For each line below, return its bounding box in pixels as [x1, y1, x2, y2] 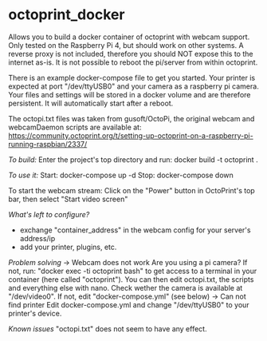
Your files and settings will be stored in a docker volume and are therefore [8, 89, 251, 99]
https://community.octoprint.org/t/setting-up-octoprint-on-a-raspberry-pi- [8, 130, 253, 141]
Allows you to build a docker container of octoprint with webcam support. [8, 32, 250, 42]
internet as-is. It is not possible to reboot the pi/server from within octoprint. [8, 57, 258, 67]
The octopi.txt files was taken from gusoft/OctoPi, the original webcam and [8, 113, 255, 123]
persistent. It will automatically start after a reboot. [8, 98, 174, 108]
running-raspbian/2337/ [8, 139, 88, 149]
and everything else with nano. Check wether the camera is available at [8, 283, 243, 292]
